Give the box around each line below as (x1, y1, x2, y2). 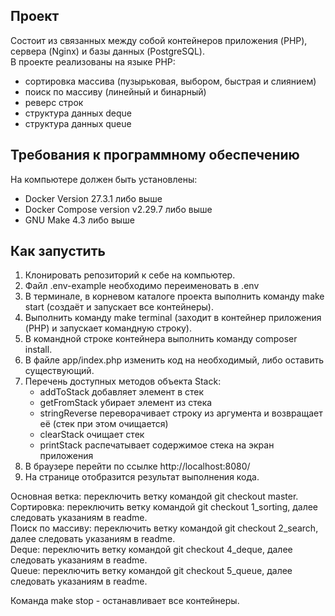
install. (24, 344, 53, 356)
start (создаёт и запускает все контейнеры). (24, 301, 214, 313)
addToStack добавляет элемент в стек (39, 386, 205, 398)
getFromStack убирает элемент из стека (39, 397, 213, 409)
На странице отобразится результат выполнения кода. (24, 471, 260, 483)
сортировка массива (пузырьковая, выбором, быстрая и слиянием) (24, 75, 317, 87)
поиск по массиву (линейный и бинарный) (24, 85, 207, 98)
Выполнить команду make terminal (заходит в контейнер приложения (24, 312, 322, 324)
